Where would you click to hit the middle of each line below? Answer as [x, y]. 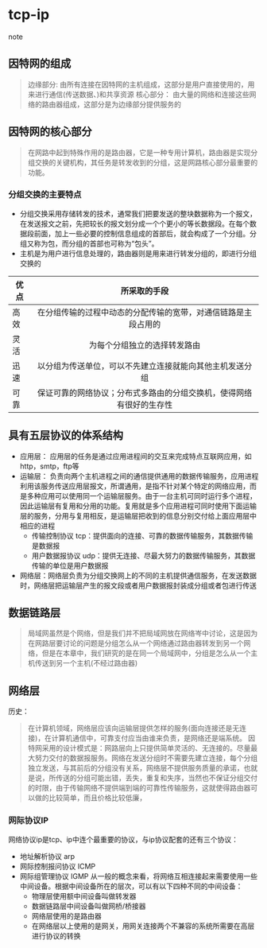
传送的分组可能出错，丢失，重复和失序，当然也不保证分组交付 [157, 778]
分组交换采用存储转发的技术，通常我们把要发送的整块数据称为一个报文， [138, 213]
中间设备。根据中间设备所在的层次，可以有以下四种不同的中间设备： [131, 886]
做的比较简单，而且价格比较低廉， [91, 798]
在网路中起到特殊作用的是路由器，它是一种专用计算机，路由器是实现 [139, 152]
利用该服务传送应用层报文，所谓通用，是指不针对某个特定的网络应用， [135, 486]
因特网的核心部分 [50, 132]
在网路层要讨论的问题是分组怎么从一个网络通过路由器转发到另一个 [135, 643]
